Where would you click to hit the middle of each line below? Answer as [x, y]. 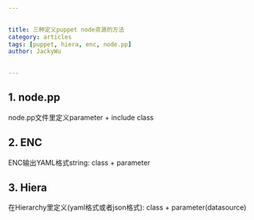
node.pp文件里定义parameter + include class [81, 117]
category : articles [40, 37]
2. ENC [25, 143]
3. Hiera [28, 188]
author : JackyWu [35, 52]
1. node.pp [34, 98]
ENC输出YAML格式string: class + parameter [79, 163]
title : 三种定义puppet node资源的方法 [66, 29]
